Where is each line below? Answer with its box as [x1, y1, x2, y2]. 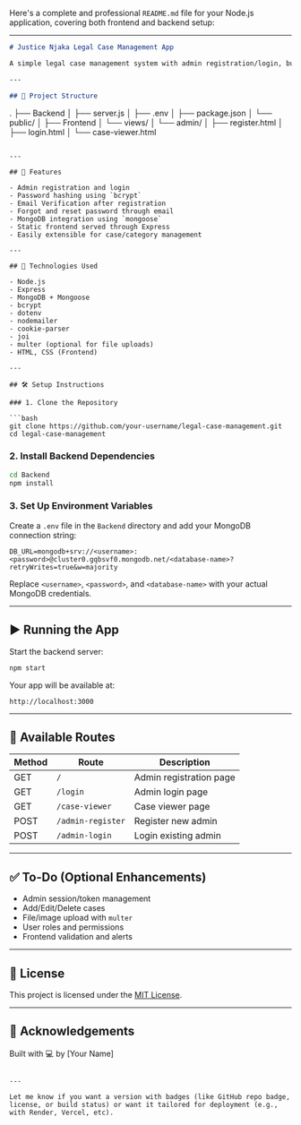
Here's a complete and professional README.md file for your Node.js [9, 8, 254, 18]
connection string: [9, 529, 77, 540]
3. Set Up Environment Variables [9, 500, 153, 512]
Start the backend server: [9, 646, 104, 657]
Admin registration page [133, 771, 236, 784]
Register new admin [133, 815, 218, 828]
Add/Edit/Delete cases [21, 903, 106, 914]
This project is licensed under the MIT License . [9, 989, 183, 1000]
